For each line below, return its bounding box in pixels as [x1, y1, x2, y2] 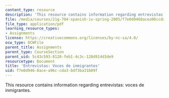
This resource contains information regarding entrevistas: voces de [5, 82, 144, 88]
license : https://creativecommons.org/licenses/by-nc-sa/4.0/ [5, 36, 138, 41]
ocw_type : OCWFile [5, 40, 44, 45]
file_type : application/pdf [5, 21, 64, 27]
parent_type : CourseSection [5, 49, 64, 54]
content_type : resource [5, 7, 55, 13]
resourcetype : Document [5, 59, 55, 64]
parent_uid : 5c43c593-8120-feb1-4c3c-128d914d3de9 [5, 54, 114, 59]
